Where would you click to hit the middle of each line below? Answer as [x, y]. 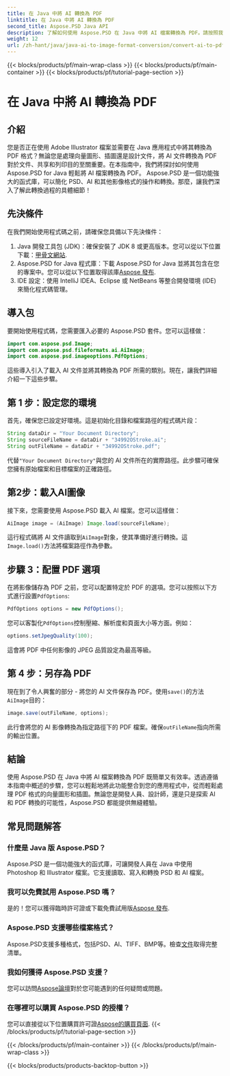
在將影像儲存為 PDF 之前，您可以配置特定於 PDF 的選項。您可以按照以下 [109, 587]
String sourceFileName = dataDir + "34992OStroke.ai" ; [87, 440]
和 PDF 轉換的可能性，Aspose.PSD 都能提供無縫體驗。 [84, 803]
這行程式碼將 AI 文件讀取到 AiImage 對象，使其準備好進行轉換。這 [98, 537]
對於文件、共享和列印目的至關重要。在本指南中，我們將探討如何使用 [103, 164]
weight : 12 [23, 39]
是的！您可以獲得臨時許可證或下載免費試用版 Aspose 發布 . [88, 908]
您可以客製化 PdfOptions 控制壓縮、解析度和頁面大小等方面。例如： [100, 623]
